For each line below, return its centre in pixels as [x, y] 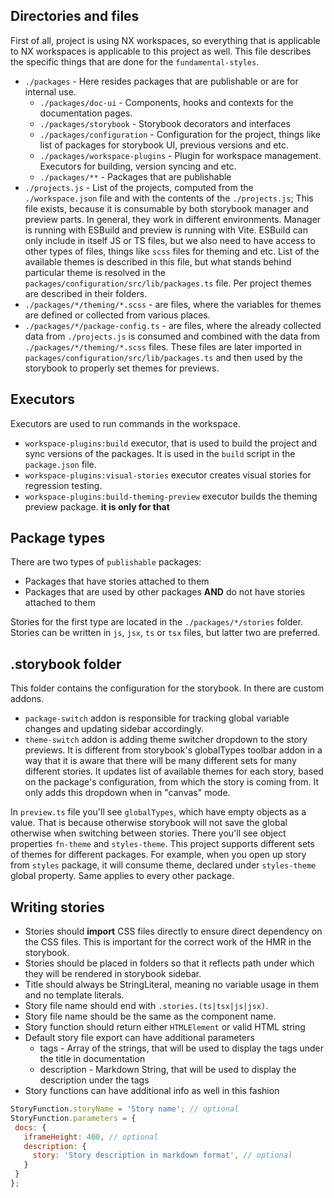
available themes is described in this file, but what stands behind [158, 261]
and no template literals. [74, 995]
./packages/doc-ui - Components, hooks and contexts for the [166, 102]
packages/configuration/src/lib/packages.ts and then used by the [163, 357]
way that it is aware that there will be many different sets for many [160, 761]
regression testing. [63, 485]
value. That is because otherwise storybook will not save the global [149, 823]
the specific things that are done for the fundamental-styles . [135, 61]
